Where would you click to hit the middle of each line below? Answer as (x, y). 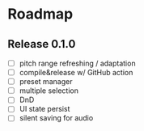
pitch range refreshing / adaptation (77, 63)
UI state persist (44, 109)
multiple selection (49, 91)
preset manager (46, 82)
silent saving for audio (56, 118)
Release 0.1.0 (42, 44)
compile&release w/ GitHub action (76, 73)
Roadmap (40, 14)
